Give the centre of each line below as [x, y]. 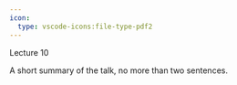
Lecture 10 [29, 52]
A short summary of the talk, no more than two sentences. [118, 70]
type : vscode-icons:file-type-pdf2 [85, 27]
